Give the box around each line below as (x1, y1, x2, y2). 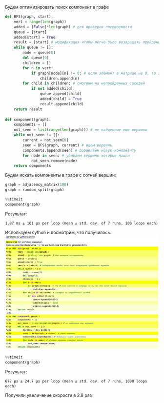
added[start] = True (14, 35, 56, 40)
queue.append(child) (40, 91, 82, 97)
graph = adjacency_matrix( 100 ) (5, 182, 69, 187)
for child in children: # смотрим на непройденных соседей (22, 81, 145, 86)
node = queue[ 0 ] (22, 50, 56, 55)
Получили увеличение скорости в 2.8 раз (5, 392, 92, 398)
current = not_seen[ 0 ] (22, 138, 69, 142)
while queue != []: (14, 45, 54, 50)
